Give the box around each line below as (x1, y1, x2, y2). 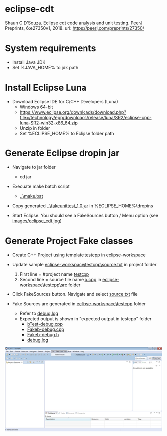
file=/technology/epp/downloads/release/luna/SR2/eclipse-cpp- (19, 114, 152, 120)
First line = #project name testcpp (19, 271, 89, 277)
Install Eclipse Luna (5, 82, 87, 93)
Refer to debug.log (19, 310, 59, 316)
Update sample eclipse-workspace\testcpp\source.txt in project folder (12, 261, 157, 267)
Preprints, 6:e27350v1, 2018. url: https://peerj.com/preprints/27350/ (5, 25, 144, 31)
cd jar (19, 173, 32, 180)
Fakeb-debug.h (27, 331, 59, 337)
